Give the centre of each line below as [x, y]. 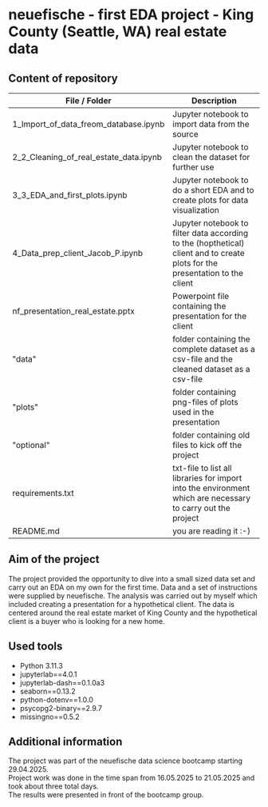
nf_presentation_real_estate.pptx [74, 311]
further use [193, 167]
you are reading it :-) [212, 531]
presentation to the [208, 273]
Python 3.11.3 [41, 665]
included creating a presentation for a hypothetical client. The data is [122, 604]
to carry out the [201, 508]
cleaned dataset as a [211, 369]
